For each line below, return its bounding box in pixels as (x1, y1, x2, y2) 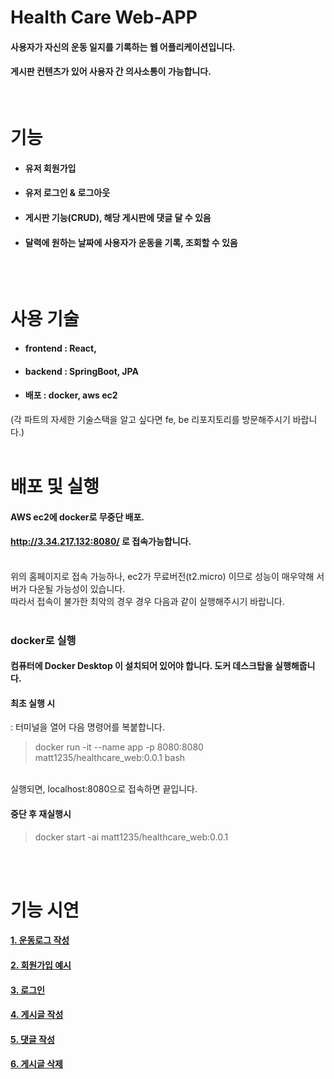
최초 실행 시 (10, 697, 56, 709)
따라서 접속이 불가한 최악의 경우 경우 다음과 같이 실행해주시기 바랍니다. (10, 595, 285, 607)
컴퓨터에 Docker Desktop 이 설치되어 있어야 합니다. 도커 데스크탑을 (10, 660, 273, 672)
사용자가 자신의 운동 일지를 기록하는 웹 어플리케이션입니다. (10, 41, 236, 53)
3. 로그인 (10, 984, 45, 996)
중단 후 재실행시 (10, 808, 72, 820)
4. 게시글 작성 (10, 1009, 64, 1021)
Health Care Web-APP (10, 6, 198, 29)
